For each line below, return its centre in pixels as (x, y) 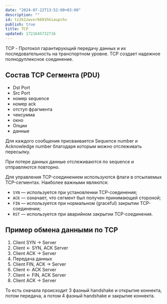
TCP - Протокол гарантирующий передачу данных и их (66, 48)
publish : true (20, 24)
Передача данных (32, 259)
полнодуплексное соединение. (39, 59)
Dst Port (21, 87)
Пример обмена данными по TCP (62, 230)
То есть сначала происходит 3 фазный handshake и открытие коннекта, (84, 290)
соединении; (27, 208)
